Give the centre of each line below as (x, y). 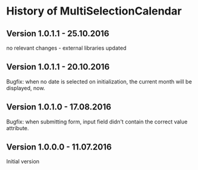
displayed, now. (26, 88)
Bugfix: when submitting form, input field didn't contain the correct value (97, 122)
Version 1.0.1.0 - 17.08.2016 (59, 107)
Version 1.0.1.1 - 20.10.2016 (58, 67)
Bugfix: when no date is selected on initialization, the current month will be (99, 81)
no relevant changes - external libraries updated (66, 48)
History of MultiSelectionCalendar (94, 11)
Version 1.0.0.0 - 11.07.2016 (59, 147)
